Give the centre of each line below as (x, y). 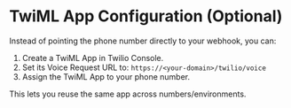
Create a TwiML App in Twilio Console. (93, 58)
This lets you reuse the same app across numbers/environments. (128, 94)
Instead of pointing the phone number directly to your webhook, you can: (143, 41)
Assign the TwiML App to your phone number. (106, 76)
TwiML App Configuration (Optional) (146, 16)
